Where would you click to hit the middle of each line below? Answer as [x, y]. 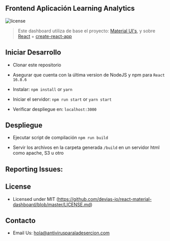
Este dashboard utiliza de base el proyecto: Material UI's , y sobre [87, 31]
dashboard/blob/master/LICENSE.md [52, 205]
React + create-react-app [45, 36]
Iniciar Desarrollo [33, 53]
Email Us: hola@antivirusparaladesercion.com [61, 233]
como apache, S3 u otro [38, 153]
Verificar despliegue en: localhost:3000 [55, 109]
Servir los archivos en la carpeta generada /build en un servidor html [86, 147]
